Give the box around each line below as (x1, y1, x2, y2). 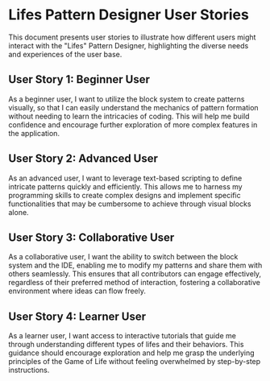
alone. (8, 207, 30, 217)
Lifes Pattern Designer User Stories (8, 6, 250, 24)
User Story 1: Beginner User (8, 72, 151, 86)
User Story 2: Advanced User (8, 151, 159, 166)
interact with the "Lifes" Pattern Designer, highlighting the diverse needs (8, 40, 249, 50)
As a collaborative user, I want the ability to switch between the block (8, 252, 239, 262)
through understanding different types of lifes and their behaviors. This (8, 340, 244, 350)
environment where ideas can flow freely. (8, 286, 147, 296)
